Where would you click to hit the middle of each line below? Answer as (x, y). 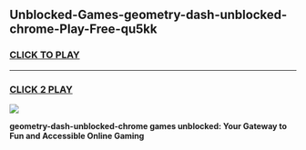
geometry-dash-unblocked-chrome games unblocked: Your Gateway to (148, 125)
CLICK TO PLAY (45, 55)
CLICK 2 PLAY (41, 89)
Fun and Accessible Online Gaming (77, 135)
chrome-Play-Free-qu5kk (83, 30)
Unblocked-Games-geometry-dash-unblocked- (148, 15)
